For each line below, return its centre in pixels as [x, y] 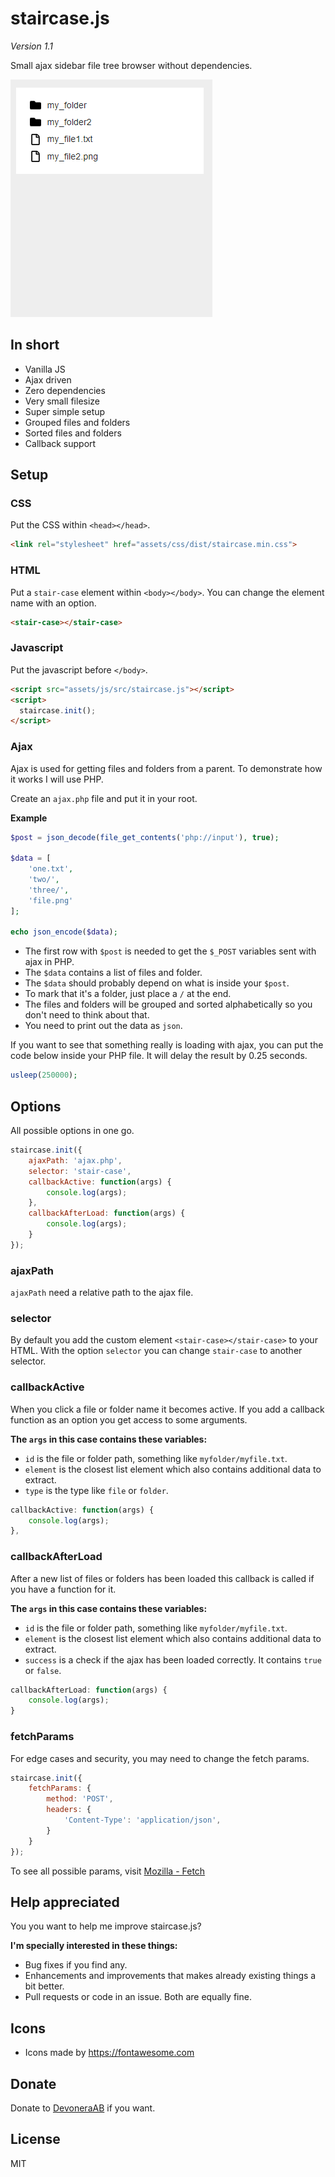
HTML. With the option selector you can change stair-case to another [156, 1351]
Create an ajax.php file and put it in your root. [104, 798]
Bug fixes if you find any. [76, 1965]
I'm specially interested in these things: [94, 1946]
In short [35, 345]
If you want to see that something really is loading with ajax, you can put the [167, 1045]
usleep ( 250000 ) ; [44, 1075]
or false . [43, 1670]
